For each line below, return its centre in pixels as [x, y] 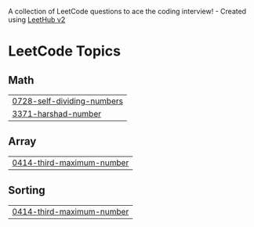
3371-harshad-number [57, 114]
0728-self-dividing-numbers [68, 101]
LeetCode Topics [65, 51]
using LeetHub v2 [37, 20]
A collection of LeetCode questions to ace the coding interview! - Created [127, 11]
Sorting [27, 191]
